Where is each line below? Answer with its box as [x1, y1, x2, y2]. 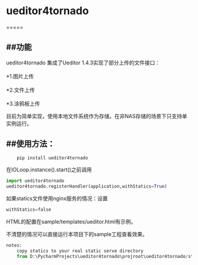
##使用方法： [6, 139, 55, 149]
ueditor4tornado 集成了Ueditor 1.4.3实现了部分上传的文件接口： [6, 59, 161, 66]
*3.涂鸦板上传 [6, 100, 40, 107]
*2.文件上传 [6, 86, 35, 93]
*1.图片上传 [6, 73, 34, 80]
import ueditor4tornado [6, 178, 65, 184]
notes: [6, 243, 22, 248]
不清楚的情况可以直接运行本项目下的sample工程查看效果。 [6, 231, 148, 238]
